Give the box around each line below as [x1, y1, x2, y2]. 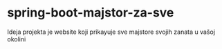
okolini [7, 35, 26, 43]
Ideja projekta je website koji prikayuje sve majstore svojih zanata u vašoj [7, 28, 216, 36]
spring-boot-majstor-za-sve [7, 5, 174, 21]
